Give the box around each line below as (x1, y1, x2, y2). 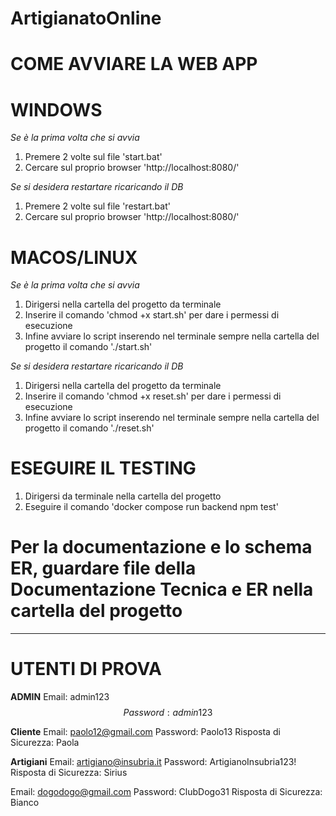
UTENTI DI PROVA (10, 658, 163, 681)
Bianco (10, 797, 40, 809)
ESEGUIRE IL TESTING (10, 457, 197, 480)
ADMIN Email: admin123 (10, 691, 110, 703)
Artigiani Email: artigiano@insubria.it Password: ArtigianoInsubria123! (10, 756, 297, 768)
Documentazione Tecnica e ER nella (10, 578, 314, 601)
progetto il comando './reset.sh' (24, 422, 155, 434)
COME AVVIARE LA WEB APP (10, 53, 258, 76)
